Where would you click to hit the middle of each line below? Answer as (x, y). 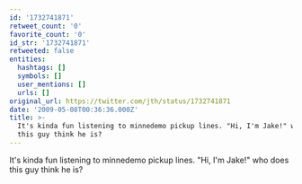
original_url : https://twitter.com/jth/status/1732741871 (120, 101)
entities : (28, 59)
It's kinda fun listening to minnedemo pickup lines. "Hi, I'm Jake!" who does (149, 160)
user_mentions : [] (52, 84)
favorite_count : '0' (48, 34)
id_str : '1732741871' (50, 43)
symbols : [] (40, 76)
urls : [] (34, 92)
